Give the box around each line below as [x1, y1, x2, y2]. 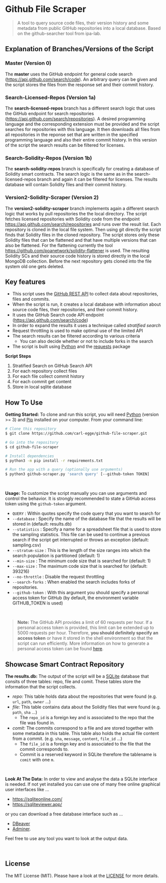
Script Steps [5, 353, 31, 359]
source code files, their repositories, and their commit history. [12, 307, 139, 313]
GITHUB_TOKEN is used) [12, 600, 63, 606]
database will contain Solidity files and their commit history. [5, 182, 127, 188]
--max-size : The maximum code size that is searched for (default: [12, 563, 148, 569]
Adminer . [12, 825, 31, 832]
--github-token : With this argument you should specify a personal [12, 590, 149, 596]
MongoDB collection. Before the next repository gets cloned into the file [5, 258, 152, 264]
